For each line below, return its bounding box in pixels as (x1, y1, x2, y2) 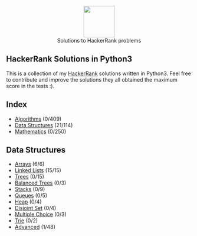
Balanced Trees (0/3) (14, 179, 67, 186)
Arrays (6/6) (14, 160, 45, 168)
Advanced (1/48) (14, 224, 56, 231)
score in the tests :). (6, 82, 55, 89)
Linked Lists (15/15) (14, 167, 62, 174)
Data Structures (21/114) (14, 121, 73, 128)
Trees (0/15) (14, 173, 44, 180)
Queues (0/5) (14, 192, 48, 199)
